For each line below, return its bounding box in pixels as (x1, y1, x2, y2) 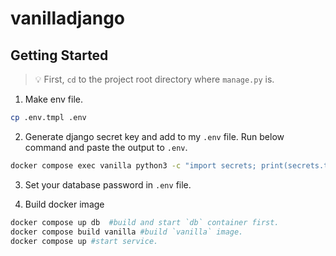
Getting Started (10, 47, 109, 64)
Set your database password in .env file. (24, 178, 192, 191)
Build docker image (24, 198, 105, 210)
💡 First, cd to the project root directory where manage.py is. (34, 73, 275, 85)
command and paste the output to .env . (24, 141, 188, 153)
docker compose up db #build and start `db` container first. (10, 217, 280, 227)
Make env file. (24, 93, 83, 105)
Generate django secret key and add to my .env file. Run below (24, 130, 285, 142)
